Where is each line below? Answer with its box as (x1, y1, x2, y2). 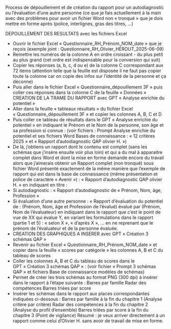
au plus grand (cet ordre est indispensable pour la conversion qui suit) (12, 57, 161, 63)
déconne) (12, 79, 33, 84)
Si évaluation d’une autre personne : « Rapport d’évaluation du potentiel (12, 198, 163, 204)
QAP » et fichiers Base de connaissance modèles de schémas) (12, 269, 145, 275)
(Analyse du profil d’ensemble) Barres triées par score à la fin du (12, 307, 149, 313)
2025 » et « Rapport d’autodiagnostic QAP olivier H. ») (12, 138, 127, 144)
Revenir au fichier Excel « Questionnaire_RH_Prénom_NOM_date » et (12, 242, 157, 248)
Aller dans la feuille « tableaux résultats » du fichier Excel (12, 106, 133, 112)
